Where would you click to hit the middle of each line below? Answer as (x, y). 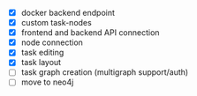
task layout (41, 63)
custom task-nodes (56, 23)
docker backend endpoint (68, 13)
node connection (52, 42)
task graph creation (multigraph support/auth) (105, 72)
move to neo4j (47, 82)
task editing (42, 53)
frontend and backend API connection (90, 33)
